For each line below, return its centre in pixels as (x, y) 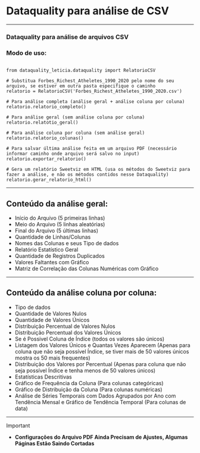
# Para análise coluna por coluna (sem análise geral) (76, 133)
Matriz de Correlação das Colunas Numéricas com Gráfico (87, 268)
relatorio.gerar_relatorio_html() (49, 180)
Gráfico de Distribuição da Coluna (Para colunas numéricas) (88, 389)
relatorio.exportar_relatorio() (46, 159)
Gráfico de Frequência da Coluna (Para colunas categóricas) (89, 383)
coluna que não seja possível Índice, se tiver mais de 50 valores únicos (102, 351)
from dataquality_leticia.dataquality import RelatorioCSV (81, 71)
